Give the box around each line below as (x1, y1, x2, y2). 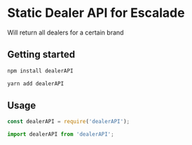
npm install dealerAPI (7, 67, 74, 75)
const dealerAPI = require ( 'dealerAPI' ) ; (7, 118, 130, 125)
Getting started (7, 49, 76, 61)
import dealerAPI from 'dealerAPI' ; (7, 131, 114, 138)
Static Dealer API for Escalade (7, 5, 185, 21)
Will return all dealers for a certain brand (7, 28, 124, 37)
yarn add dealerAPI (7, 80, 64, 87)
